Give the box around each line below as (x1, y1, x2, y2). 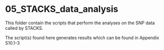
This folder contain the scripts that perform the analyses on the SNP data (5, 20, 155, 26)
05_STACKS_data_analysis (5, 3, 118, 15)
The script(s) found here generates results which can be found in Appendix (5, 35, 160, 41)
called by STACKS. (5, 25, 44, 31)
